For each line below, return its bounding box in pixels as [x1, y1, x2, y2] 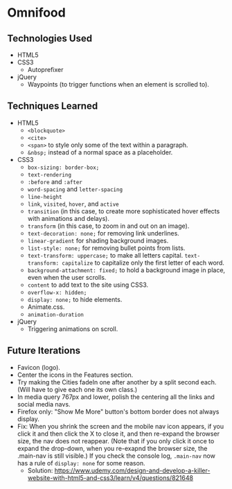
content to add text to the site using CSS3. [27, 281, 149, 289]
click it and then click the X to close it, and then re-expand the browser [17, 429, 220, 438]
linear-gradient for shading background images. [27, 236, 169, 244]
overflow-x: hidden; [27, 289, 87, 296]
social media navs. [17, 400, 71, 408]
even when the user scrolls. [27, 273, 107, 281]
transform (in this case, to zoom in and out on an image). [27, 222, 190, 230]
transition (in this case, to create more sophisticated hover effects [27, 206, 220, 215]
